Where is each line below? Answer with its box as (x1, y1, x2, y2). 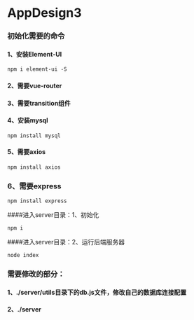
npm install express (7, 197, 68, 204)
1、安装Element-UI (7, 50, 62, 58)
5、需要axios (7, 148, 46, 156)
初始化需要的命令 (7, 32, 65, 41)
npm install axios (7, 163, 61, 171)
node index (7, 252, 39, 259)
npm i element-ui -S (7, 66, 68, 73)
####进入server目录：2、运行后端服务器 (7, 238, 125, 246)
